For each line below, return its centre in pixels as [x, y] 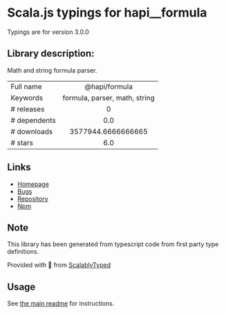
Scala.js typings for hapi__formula [107, 13]
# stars [22, 142]
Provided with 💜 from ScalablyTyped [59, 265]
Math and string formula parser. [52, 70]
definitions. [23, 252]
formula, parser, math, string [109, 98]
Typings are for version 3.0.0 [48, 32]
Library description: [51, 54]
